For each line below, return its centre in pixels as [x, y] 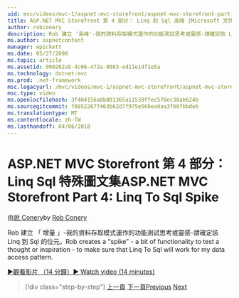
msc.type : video [31, 93]
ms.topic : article [34, 60]
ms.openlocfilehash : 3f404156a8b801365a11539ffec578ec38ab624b [103, 100]
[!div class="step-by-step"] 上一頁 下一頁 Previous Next [106, 287]
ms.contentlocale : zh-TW [44, 119]
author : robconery [34, 27]
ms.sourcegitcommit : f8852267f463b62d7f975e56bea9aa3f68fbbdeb [103, 107]
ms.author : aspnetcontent [46, 41]
